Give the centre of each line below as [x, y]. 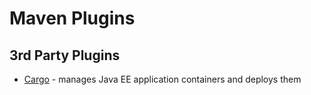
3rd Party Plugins [65, 55]
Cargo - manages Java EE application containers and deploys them [162, 79]
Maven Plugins [72, 18]
